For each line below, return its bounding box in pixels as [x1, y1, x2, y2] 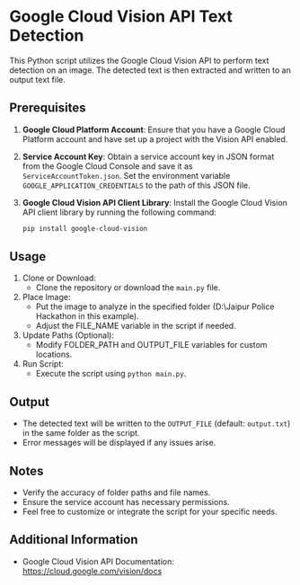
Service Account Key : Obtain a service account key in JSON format [22, 151, 275, 162]
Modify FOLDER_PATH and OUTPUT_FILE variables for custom [35, 340, 268, 350]
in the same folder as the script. [22, 428, 140, 439]
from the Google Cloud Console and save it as [22, 160, 193, 172]
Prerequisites [9, 101, 86, 116]
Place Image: [22, 292, 71, 303]
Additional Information [9, 532, 138, 547]
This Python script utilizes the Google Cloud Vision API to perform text [9, 55, 269, 66]
